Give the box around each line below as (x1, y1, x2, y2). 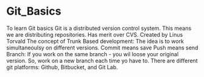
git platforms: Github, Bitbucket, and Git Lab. (6, 63, 118, 71)
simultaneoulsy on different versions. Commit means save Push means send (6, 44, 199, 51)
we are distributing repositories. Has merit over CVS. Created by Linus (6, 31, 183, 38)
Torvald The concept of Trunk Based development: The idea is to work (6, 37, 184, 45)
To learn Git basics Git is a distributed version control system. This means (6, 24, 192, 32)
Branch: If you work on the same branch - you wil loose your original (6, 50, 179, 57)
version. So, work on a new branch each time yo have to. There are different (6, 57, 198, 64)
